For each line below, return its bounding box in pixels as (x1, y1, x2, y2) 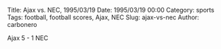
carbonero (7, 21, 38, 28)
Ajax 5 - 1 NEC (7, 34, 49, 42)
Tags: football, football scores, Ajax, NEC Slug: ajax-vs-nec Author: (7, 13, 199, 21)
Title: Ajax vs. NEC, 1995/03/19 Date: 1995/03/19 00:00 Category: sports (7, 6, 215, 14)
